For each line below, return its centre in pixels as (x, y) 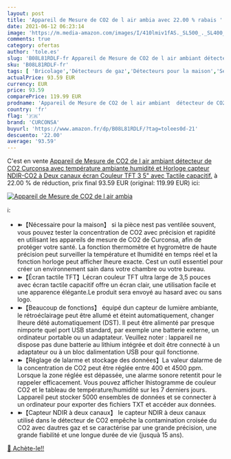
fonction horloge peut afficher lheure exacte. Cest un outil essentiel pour (120, 261)
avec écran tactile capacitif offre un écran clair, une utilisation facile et (117, 285)
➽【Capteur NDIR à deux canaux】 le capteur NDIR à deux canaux (111, 413)
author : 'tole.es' (33, 52)
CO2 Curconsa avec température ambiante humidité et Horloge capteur (108, 169)
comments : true (29, 39)
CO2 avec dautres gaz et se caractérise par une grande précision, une (117, 428)
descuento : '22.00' (35, 135)
